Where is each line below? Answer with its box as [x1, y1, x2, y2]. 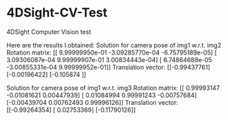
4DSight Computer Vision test [6, 28, 91, 36]
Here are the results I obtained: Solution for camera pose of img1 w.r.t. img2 [6, 41, 222, 49]
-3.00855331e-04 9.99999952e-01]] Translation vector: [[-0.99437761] [6, 63, 211, 71]
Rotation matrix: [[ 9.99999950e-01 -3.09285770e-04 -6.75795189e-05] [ [6, 48, 217, 57]
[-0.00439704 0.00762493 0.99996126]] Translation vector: [6, 98, 179, 106]
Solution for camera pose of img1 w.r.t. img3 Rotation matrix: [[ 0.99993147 [6, 83, 220, 92]
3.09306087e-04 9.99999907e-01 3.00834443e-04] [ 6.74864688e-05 [6, 55, 212, 63]
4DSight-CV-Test [6, 5, 108, 21]
